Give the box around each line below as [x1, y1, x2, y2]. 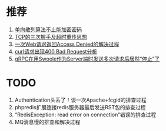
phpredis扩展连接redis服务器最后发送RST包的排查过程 [14, 103, 146, 110]
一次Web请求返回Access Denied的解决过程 [14, 41, 119, 48]
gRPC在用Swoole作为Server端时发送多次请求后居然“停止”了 [14, 55, 160, 62]
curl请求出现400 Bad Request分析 [14, 48, 98, 55]
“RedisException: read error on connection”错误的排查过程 [14, 111, 157, 118]
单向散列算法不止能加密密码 [14, 26, 82, 33]
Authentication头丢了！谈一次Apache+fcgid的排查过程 [14, 96, 147, 103]
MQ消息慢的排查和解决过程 [14, 118, 81, 125]
